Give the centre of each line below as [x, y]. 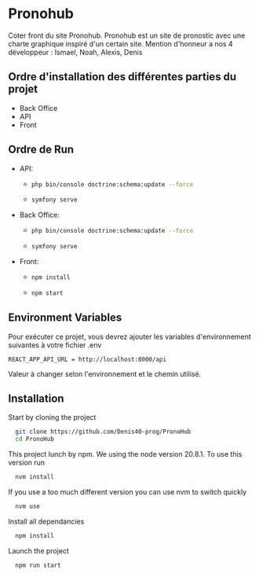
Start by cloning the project [52, 417]
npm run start [38, 565]
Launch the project [38, 550]
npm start [47, 293]
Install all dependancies [46, 521]
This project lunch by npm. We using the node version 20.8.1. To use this [125, 454]
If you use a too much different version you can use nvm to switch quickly [128, 492]
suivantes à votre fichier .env [55, 345]
